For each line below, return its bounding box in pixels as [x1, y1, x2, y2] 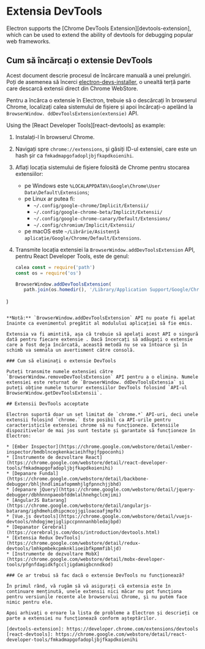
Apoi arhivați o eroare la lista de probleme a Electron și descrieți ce [6, 610, 199, 617]
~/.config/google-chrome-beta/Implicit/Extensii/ [33, 209, 163, 215]
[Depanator [12, 524, 40, 531]
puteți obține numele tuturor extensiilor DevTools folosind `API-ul [6, 385, 188, 391]
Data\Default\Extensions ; [24, 188, 90, 195]
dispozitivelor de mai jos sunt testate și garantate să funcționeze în [6, 428, 196, 434]
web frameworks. [6, 37, 51, 45]
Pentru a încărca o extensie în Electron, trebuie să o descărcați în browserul [6, 96, 197, 104]
